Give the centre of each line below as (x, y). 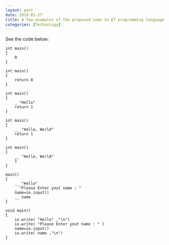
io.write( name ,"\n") (39, 233)
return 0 (24, 80)
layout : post (19, 10)
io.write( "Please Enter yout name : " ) (59, 224)
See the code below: (27, 39)
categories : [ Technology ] (33, 24)
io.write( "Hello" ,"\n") (42, 220)
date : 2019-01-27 (24, 15)
